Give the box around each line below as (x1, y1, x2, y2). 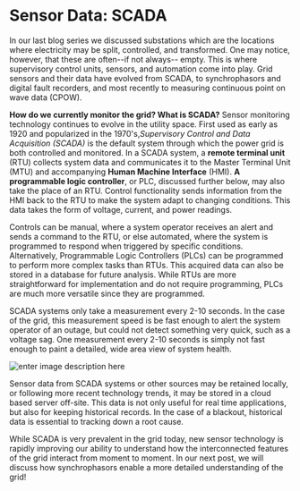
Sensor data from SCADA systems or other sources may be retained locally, (9, 377, 288, 389)
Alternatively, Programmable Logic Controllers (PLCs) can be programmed (9, 250, 284, 260)
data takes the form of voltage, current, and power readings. (9, 204, 233, 215)
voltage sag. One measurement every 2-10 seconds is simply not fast (9, 334, 266, 344)
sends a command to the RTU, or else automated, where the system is (9, 231, 269, 241)
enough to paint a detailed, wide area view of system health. (9, 343, 232, 354)
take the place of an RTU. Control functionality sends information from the (9, 185, 282, 196)
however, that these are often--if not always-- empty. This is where (9, 54, 258, 64)
